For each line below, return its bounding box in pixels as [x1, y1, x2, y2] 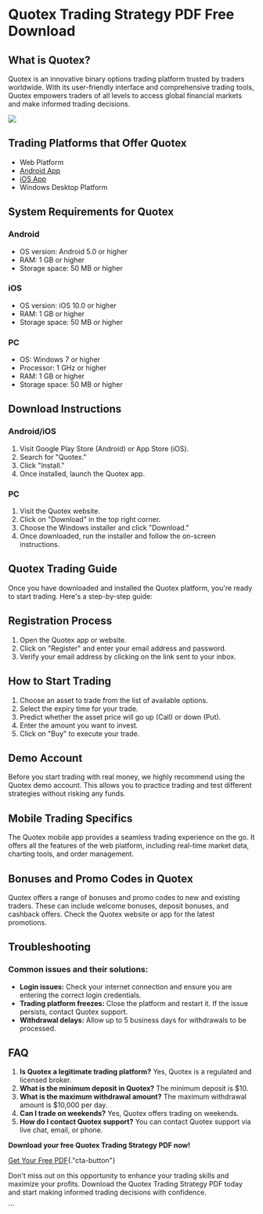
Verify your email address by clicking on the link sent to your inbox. [19, 651, 236, 661]
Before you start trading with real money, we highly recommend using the [8, 772, 245, 782]
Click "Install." [19, 461, 65, 470]
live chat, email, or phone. [19, 1125, 103, 1135]
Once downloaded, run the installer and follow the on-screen [19, 531, 217, 541]
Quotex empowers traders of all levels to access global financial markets [8, 91, 243, 100]
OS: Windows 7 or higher [19, 355, 100, 364]
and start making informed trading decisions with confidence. [8, 1187, 207, 1198]
